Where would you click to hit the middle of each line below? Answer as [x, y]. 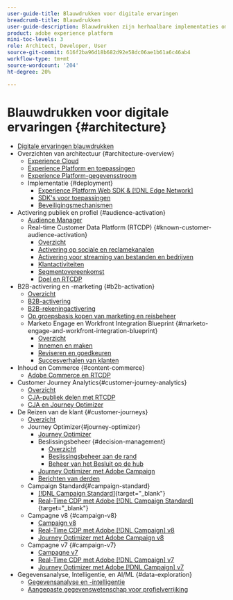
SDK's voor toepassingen [74, 198]
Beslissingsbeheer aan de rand [93, 457]
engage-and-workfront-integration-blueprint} [93, 331]
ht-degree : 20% [29, 72]
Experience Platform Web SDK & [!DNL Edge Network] [115, 190]
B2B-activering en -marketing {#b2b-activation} [86, 286]
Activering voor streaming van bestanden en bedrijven [116, 257]
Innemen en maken [65, 346]
